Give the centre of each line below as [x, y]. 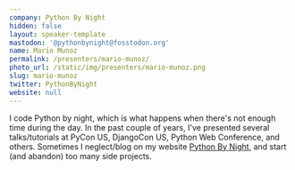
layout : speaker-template [57, 34]
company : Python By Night [57, 17]
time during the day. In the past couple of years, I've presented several [139, 127]
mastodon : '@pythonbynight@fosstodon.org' [89, 42]
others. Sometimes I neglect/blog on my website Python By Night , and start [148, 146]
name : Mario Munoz [43, 51]
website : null [36, 92]
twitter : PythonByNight [54, 84]
